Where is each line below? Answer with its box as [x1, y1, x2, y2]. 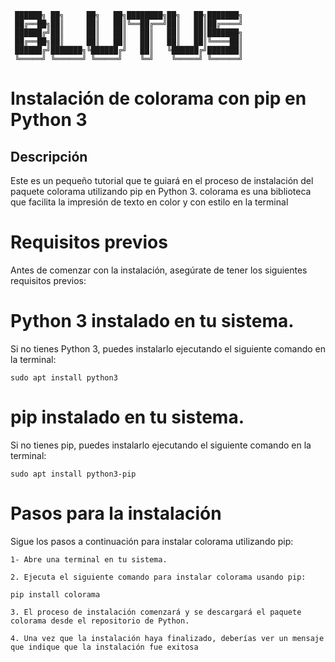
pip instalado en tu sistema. [10, 406, 245, 429]
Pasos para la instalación [10, 502, 222, 525]
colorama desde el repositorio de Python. [10, 616, 190, 626]
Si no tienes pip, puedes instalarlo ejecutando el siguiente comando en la [10, 439, 312, 451]
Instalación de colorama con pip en [10, 87, 307, 110]
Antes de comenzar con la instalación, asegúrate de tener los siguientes [10, 264, 308, 276]
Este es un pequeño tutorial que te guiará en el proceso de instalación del [10, 175, 314, 186]
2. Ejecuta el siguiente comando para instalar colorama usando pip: [10, 572, 307, 582]
